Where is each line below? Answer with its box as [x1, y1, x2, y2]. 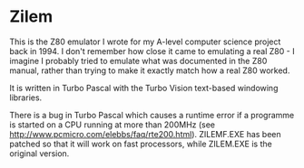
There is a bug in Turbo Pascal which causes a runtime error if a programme [9, 109, 295, 120]
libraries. [9, 92, 43, 103]
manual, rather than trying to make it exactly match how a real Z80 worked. [9, 65, 290, 76]
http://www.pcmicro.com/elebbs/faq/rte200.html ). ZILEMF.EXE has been [9, 128, 281, 139]
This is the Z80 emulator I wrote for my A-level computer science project [9, 36, 281, 47]
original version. [9, 147, 70, 159]
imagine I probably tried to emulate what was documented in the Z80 [9, 55, 268, 66]
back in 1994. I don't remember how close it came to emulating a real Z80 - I [9, 45, 295, 56]
